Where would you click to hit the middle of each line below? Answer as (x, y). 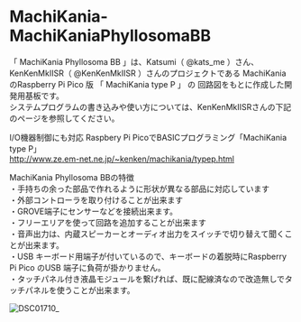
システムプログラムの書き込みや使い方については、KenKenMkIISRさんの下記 (150, 106)
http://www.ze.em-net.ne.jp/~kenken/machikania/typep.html (122, 159)
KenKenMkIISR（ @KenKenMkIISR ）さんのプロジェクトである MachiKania (148, 73)
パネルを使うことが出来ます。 (80, 290)
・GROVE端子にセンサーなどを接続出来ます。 (94, 211)
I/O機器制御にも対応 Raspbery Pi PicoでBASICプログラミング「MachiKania (148, 137)
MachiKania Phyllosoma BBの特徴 (72, 177)
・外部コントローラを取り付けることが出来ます (96, 199)
